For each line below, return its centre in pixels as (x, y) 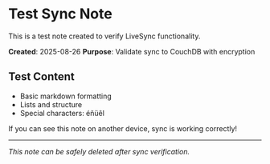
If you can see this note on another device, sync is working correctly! (123, 128)
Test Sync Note (60, 14)
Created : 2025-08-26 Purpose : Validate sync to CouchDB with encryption (132, 51)
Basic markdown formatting (66, 96)
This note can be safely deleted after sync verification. (99, 151)
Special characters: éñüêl (62, 113)
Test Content (41, 77)
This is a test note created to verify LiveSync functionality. (104, 36)
